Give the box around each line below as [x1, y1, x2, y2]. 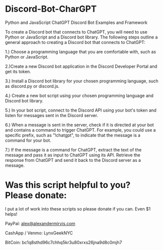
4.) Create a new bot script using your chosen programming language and [5, 93, 154, 98]
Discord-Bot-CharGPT [5, 3, 97, 15]
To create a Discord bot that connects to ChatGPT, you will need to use [5, 29, 147, 35]
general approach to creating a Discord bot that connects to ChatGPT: [5, 39, 145, 45]
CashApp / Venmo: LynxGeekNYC [5, 230, 73, 236]
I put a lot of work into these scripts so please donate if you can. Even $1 [5, 206, 151, 212]
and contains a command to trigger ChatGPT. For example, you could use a [5, 127, 156, 133]
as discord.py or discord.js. [5, 83, 60, 89]
